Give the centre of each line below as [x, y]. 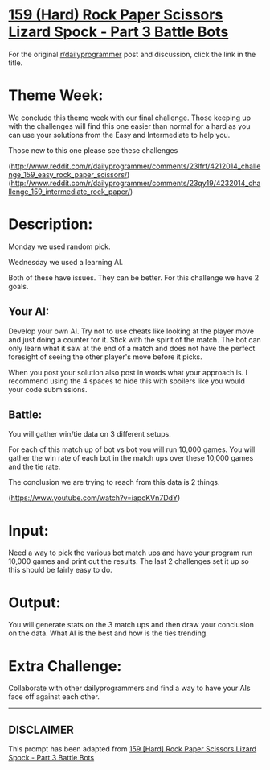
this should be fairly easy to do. [60, 570]
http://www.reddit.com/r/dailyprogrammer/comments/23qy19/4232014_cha [136, 183]
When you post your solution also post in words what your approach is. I [128, 372]
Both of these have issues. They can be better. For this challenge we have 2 [134, 277]
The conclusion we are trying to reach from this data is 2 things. [114, 482]
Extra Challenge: [65, 666]
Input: [29, 530]
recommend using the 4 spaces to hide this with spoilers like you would [127, 381]
